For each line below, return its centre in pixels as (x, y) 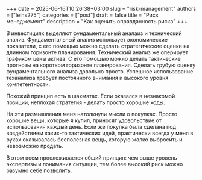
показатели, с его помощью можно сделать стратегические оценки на (98, 46)
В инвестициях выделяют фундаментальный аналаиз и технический (94, 33)
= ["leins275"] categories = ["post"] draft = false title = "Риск (82, 15)
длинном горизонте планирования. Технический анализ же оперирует (97, 52)
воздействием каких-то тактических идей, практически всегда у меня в (100, 133)
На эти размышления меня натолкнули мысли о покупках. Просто (92, 114)
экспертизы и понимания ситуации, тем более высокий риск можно (95, 164)
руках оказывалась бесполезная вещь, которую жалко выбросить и (94, 140)
